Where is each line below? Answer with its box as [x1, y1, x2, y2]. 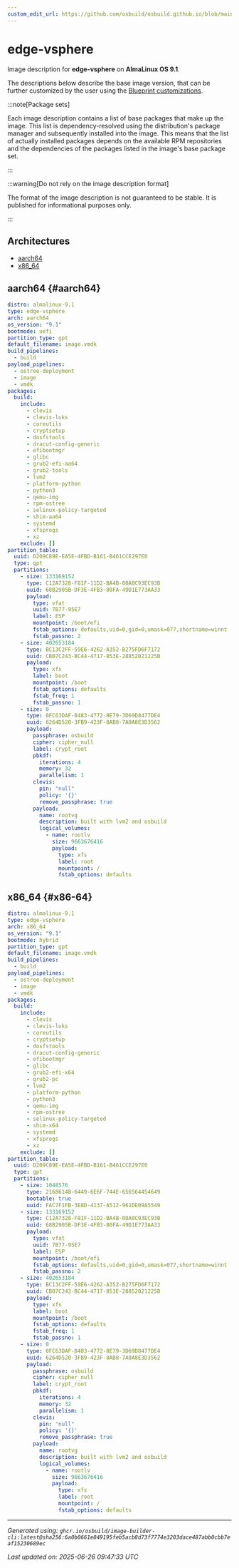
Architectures [7, 235, 70, 247]
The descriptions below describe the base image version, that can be [7, 78, 211, 87]
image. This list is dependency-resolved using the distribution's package [7, 121, 221, 130]
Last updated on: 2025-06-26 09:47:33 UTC [7, 1552, 139, 1561]
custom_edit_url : [7, 10, 59, 18]
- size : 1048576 [20, 1182, 69, 1189]
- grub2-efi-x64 [26, 1069, 75, 1077]
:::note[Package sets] [7, 100, 70, 108]
